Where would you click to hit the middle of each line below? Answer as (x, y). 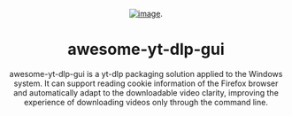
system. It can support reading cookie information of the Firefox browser (146, 83)
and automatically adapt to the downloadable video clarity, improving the (146, 92)
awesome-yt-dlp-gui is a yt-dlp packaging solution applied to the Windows (146, 73)
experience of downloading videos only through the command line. (146, 102)
